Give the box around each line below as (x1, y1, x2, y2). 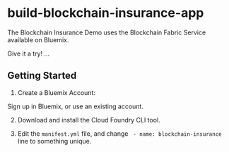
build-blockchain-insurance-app (7, 5, 204, 21)
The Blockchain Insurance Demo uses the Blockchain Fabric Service (7, 28, 206, 37)
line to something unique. (17, 137, 92, 145)
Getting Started (7, 70, 77, 82)
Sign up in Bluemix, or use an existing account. (7, 102, 143, 110)
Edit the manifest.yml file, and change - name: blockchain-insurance (17, 129, 222, 138)
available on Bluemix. (7, 35, 69, 44)
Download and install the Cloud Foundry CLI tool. (17, 115, 160, 124)
